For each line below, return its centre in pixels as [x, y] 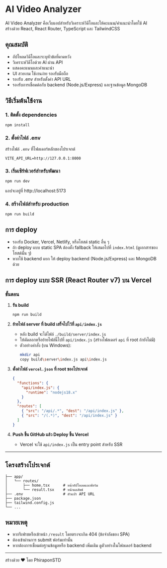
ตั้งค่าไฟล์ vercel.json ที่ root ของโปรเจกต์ [50, 369]
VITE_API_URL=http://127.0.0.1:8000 [43, 158]
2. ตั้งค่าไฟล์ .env [23, 138]
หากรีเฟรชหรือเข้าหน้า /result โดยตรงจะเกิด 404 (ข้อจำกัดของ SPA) [71, 534]
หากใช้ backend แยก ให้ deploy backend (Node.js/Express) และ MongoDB [84, 258]
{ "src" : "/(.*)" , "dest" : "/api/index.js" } [70, 416]
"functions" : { [33, 383]
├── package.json [23, 498]
